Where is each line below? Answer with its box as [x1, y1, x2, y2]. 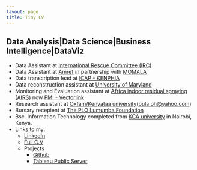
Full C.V [23, 139, 44, 146]
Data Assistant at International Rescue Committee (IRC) [14, 62, 152, 69]
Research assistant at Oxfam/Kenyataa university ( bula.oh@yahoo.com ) [14, 100, 192, 108]
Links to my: [14, 126, 46, 133]
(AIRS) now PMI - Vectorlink [14, 94, 85, 101]
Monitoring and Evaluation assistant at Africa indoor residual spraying [14, 88, 187, 95]
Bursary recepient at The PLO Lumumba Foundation [14, 106, 144, 114]
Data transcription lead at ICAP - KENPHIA [14, 74, 120, 82]
